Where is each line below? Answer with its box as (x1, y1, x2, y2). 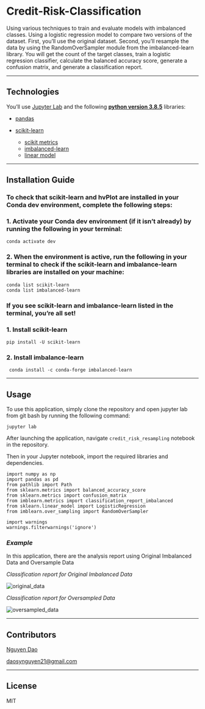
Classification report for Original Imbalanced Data (6, 570, 133, 578)
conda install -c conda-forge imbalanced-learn (9, 367, 132, 373)
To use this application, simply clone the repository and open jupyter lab (6, 405, 188, 412)
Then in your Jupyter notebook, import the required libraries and (6, 453, 168, 460)
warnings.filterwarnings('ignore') (6, 524, 97, 530)
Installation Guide (6, 175, 75, 185)
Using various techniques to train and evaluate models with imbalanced (6, 24, 186, 32)
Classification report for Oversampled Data (6, 594, 115, 602)
